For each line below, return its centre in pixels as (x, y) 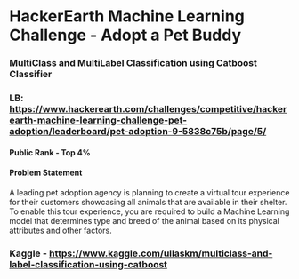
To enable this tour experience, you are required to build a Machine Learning (149, 211)
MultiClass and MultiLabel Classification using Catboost (133, 63)
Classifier (31, 75)
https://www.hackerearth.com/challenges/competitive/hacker (148, 109)
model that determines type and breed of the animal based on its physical (145, 220)
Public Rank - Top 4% (50, 152)
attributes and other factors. (61, 230)
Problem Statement (46, 173)
